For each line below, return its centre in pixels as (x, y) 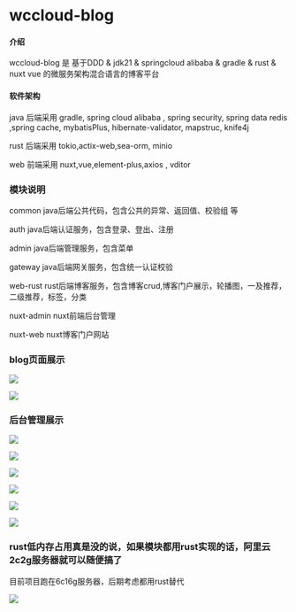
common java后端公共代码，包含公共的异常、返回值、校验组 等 (124, 210)
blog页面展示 (37, 360)
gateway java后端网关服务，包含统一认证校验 (91, 267)
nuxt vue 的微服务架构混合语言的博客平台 (84, 74)
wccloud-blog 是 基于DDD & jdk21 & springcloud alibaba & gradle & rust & (143, 63)
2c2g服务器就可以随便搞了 (66, 561)
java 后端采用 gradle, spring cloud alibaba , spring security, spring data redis (148, 117)
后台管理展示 (37, 420)
